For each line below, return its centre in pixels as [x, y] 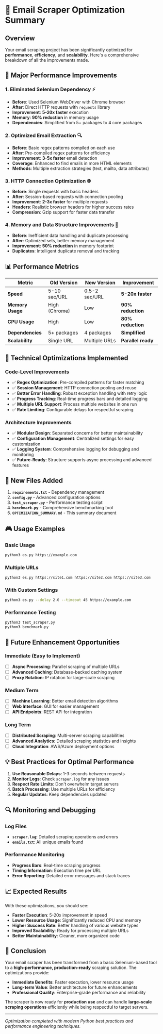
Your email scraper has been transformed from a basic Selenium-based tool [81, 963]
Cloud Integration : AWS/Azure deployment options [63, 746]
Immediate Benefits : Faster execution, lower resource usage [73, 982]
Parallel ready [137, 341]
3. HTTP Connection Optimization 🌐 [48, 181]
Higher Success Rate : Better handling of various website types [75, 925]
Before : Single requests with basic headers [55, 192]
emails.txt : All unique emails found [48, 842]
